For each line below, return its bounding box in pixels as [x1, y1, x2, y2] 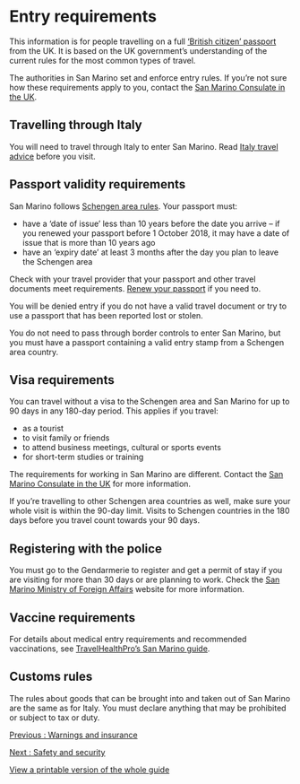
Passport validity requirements [9, 177, 186, 192]
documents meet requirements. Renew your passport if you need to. [9, 283, 261, 293]
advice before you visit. [9, 151, 96, 161]
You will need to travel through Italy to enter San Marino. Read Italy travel [9, 141, 279, 152]
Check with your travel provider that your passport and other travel [9, 274, 256, 284]
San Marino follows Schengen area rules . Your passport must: [9, 200, 238, 212]
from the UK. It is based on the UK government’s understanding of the [9, 45, 268, 56]
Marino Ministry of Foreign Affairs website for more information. [9, 584, 244, 595]
